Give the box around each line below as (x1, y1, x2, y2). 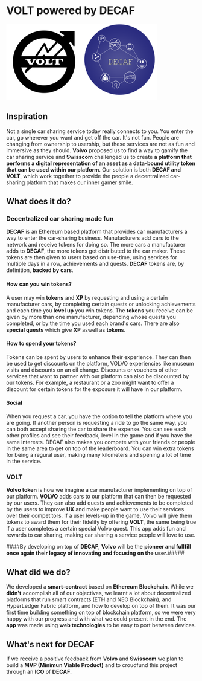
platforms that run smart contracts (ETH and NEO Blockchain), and (6, 596, 172, 603)
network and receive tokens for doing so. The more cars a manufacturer (6, 241, 186, 248)
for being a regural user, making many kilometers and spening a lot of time (6, 451, 191, 459)
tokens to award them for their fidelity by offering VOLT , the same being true (6, 518, 197, 526)
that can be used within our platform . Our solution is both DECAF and (6, 166, 181, 173)
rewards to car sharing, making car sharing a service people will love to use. (6, 531, 196, 538)
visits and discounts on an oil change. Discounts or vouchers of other (6, 366, 179, 373)
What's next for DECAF (6, 639, 95, 650)
